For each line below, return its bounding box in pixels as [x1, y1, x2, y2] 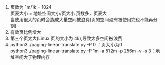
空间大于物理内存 [14, 54, 50, 60]
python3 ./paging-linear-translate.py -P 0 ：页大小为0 [10, 42, 122, 47]
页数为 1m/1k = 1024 [10, 4, 52, 10]
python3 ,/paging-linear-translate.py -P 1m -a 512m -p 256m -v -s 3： [10, 48, 156, 54]
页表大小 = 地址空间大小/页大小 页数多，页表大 [10, 10, 107, 16]
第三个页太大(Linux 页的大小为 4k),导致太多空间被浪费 [10, 35, 123, 41]
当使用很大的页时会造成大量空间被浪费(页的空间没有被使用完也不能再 [10, 17, 153, 22]
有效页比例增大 [10, 29, 41, 35]
